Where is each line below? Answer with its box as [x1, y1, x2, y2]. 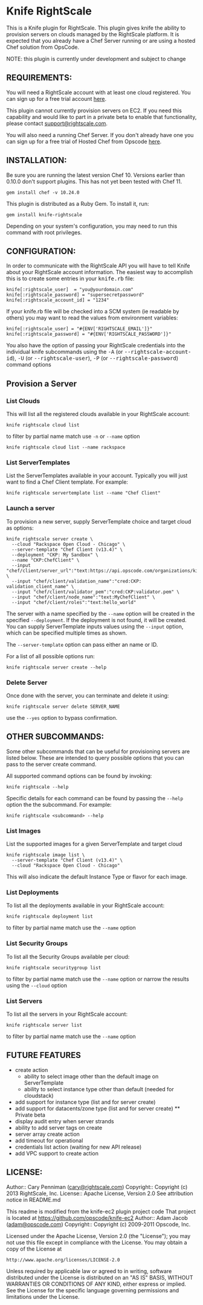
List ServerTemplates [6, 458, 71, 466]
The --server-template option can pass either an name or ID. [6, 641, 158, 648]
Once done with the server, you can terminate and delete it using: [6, 691, 169, 699]
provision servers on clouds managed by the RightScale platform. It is [6, 30, 179, 37]
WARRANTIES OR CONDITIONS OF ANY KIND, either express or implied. [6, 1280, 186, 1287]
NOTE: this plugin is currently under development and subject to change [6, 55, 186, 62]
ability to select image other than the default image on [24, 1073, 159, 1080]
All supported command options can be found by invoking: [6, 772, 152, 780]
